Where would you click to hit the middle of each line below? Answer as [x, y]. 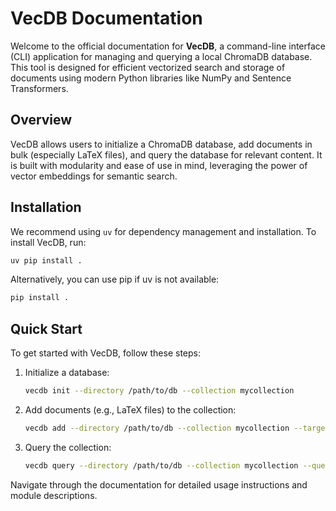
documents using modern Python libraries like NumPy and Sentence [151, 78]
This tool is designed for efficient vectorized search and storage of [148, 67]
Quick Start [46, 328]
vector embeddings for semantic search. [94, 176]
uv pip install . [46, 260]
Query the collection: [68, 447]
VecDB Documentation [106, 18]
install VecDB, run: [48, 242]
